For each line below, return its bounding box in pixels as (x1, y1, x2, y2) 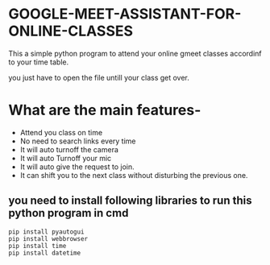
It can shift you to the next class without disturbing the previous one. (19, 170, 248, 180)
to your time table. (8, 57, 69, 67)
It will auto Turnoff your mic (19, 153, 112, 163)
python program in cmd (8, 206, 129, 220)
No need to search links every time (19, 136, 136, 146)
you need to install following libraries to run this (8, 194, 252, 208)
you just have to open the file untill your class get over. (8, 72, 189, 82)
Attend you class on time (19, 127, 103, 137)
